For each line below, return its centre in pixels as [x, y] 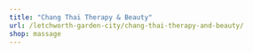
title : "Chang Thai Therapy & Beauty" [81, 17]
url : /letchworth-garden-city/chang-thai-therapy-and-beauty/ [126, 26]
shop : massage [36, 33]
